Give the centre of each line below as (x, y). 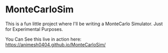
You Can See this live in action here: (43, 39)
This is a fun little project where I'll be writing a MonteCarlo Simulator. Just (84, 24)
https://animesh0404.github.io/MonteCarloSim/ (55, 44)
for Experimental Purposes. (34, 29)
